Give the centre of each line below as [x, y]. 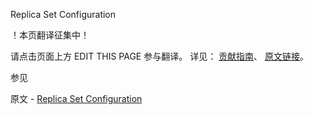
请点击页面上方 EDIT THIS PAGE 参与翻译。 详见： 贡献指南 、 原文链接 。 [160, 56]
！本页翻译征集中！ [50, 35]
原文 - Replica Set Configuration [76, 98]
